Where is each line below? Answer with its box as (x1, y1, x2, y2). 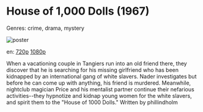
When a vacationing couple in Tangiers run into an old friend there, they (6, 60, 188, 67)
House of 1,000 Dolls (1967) (6, 4, 150, 18)
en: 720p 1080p (6, 47, 46, 55)
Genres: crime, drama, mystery (6, 24, 84, 32)
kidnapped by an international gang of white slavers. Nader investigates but (6, 72, 197, 80)
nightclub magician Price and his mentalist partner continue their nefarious (6, 85, 194, 93)
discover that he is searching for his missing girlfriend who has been (6, 66, 179, 74)
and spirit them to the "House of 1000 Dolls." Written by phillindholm (6, 99, 179, 106)
